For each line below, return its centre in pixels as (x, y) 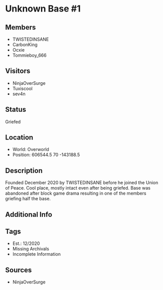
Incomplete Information (37, 254)
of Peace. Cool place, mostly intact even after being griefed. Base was (78, 188)
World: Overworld (31, 150)
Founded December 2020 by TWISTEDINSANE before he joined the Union (82, 183)
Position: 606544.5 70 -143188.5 (46, 155)
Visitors (18, 71)
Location (19, 138)
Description (24, 170)
